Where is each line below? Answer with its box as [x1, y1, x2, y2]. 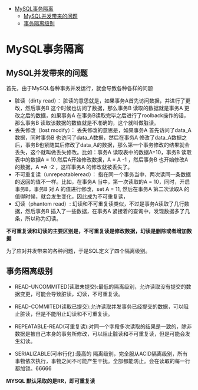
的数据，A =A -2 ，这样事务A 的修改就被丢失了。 [14, 164, 133, 170]
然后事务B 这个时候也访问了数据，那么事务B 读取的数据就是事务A [25, 105, 183, 111]
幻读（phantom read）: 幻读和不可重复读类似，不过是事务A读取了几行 [14, 200, 184, 207]
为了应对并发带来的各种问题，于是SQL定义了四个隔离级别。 [6, 247, 151, 255]
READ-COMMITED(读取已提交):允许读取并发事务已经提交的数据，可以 [14, 303, 184, 310]
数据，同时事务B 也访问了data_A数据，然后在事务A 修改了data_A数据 [14, 134, 182, 141]
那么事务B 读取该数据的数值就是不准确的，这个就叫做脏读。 [14, 120, 159, 126]
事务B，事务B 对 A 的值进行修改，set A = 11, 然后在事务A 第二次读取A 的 [14, 186, 190, 193]
